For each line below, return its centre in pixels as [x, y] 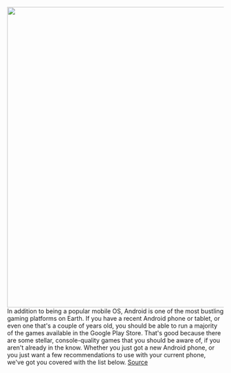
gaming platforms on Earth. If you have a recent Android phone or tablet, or [113, 318]
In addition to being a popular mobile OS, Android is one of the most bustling [115, 311]
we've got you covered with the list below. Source [78, 362]
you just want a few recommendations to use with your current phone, [107, 355]
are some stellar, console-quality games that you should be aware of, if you [114, 340]
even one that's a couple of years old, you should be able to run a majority [112, 326]
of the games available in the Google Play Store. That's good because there [114, 333]
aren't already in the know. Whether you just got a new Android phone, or [111, 348]
